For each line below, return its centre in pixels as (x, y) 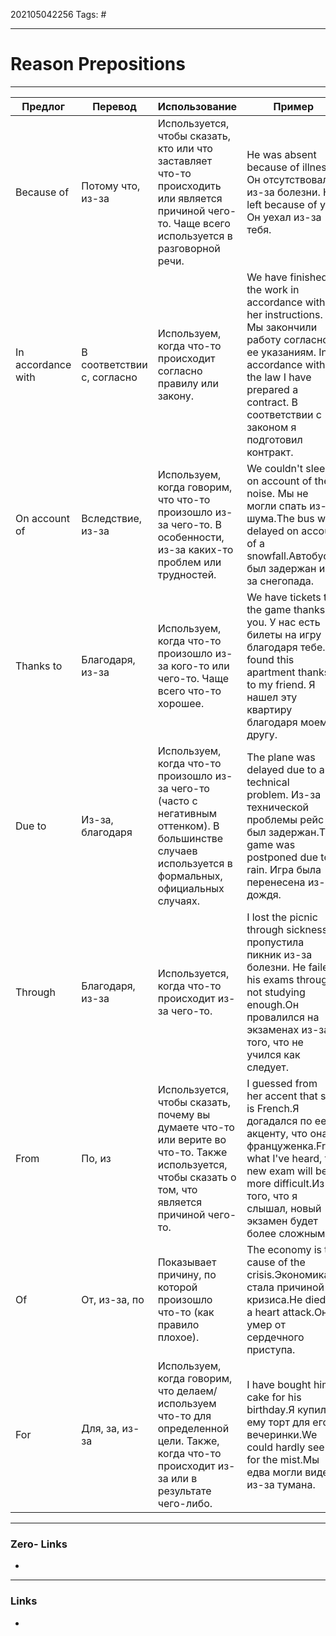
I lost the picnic (282, 917)
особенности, (191, 537)
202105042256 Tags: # (58, 14)
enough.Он (273, 1004)
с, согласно (109, 377)
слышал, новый (284, 1208)
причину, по (187, 1274)
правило (178, 1324)
